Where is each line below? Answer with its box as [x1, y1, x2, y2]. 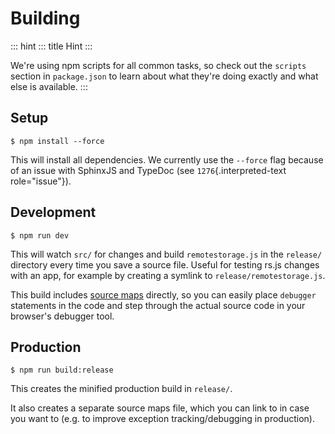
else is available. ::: [10, 80, 88, 92]
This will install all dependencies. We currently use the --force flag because [10, 153, 324, 166]
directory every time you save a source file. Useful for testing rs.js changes [10, 258, 320, 271]
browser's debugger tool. [10, 310, 115, 322]
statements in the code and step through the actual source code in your [10, 299, 306, 311]
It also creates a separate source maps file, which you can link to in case [10, 402, 310, 414]
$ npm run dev [10, 230, 70, 241]
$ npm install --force [10, 136, 105, 146]
